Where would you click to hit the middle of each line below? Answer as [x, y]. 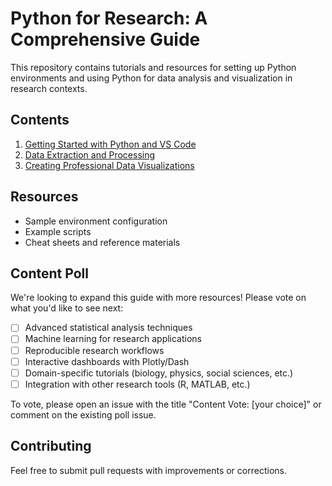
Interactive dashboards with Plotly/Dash [107, 361]
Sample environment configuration [96, 221]
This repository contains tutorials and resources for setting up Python [153, 67]
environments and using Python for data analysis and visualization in [151, 78]
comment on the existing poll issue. [83, 414]
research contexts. [49, 88]
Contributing [51, 446]
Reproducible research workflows [94, 350]
